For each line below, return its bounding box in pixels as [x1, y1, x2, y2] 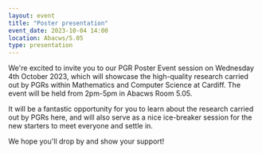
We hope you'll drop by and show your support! [8, 136, 165, 146]
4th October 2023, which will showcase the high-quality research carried [8, 72, 249, 81]
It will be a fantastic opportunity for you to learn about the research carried [8, 105, 254, 114]
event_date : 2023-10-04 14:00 [8, 26, 109, 34]
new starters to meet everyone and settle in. [8, 121, 154, 131]
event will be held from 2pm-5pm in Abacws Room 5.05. [8, 89, 193, 98]
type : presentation [8, 41, 73, 49]
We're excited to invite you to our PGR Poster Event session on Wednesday [8, 63, 255, 73]
